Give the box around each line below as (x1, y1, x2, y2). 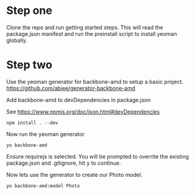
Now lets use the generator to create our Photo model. (6, 171, 143, 178)
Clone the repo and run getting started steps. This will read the (6, 24, 163, 31)
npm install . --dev (6, 120, 59, 126)
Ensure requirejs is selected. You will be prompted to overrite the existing (6, 152, 190, 160)
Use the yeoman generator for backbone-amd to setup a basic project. (6, 78, 183, 85)
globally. (6, 36, 28, 44)
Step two (6, 58, 53, 72)
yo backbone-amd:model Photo (6, 183, 80, 189)
